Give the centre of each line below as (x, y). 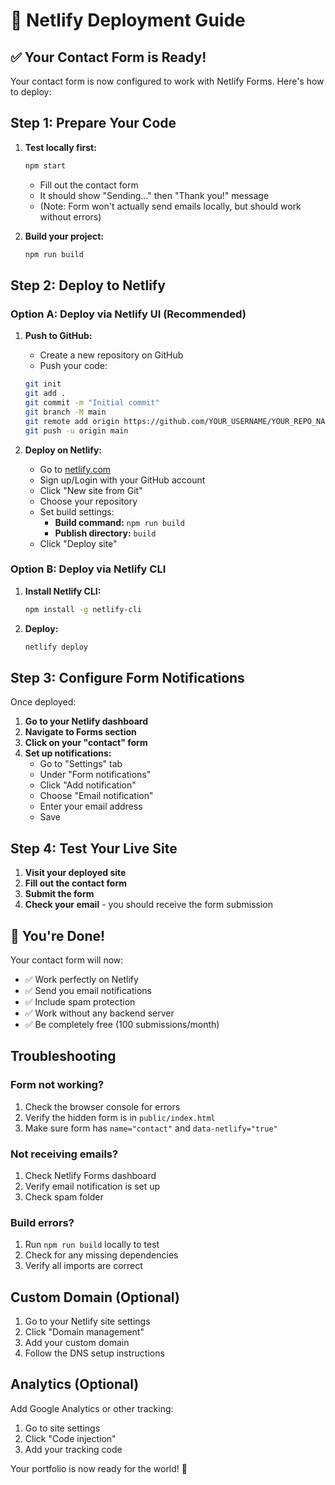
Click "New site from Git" (91, 490)
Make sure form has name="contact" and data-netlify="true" (151, 1128)
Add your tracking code (73, 1449)
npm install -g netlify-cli (83, 609)
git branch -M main (65, 412)
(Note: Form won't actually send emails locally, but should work (170, 206)
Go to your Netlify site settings (87, 1321)
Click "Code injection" (70, 1438)
